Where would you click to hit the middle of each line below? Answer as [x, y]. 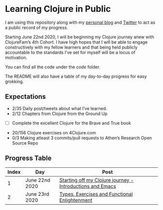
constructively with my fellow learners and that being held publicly [71, 47]
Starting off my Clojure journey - [97, 180]
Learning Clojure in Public [58, 9]
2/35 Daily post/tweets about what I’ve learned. [60, 108]
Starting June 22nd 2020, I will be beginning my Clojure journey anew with [80, 37]
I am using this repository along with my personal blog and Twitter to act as [80, 22]
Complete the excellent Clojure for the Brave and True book [71, 123]
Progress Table [28, 158]
